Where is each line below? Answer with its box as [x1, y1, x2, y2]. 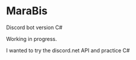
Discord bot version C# [6, 24, 63, 31]
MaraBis [6, 4, 48, 18]
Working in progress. [6, 35, 57, 42]
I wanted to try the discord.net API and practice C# [6, 46, 130, 54]
